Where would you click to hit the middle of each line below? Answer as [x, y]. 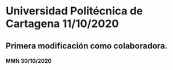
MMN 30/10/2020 [29, 61]
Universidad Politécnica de [74, 11]
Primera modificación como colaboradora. [87, 46]
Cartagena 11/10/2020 [62, 24]
